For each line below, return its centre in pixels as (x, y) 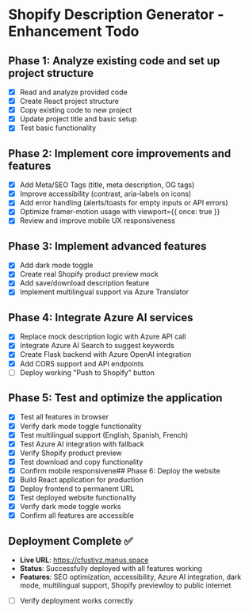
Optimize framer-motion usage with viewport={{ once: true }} (120, 212)
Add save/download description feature (84, 283)
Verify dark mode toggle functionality (80, 426)
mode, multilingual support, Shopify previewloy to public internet (125, 585)
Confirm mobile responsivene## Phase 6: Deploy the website (120, 470)
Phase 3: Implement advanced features (107, 246)
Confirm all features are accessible (77, 515)
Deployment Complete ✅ (71, 541)
